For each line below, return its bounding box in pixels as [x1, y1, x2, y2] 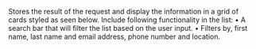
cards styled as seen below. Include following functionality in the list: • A [8, 15, 246, 24]
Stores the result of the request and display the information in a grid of [8, 7, 239, 16]
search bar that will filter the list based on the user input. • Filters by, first [8, 24, 248, 32]
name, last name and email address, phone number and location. [8, 32, 221, 41]
